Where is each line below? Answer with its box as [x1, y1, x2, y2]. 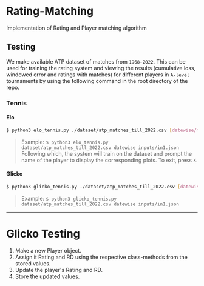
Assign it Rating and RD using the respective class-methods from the [15, 253, 188, 261]
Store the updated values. [15, 273, 80, 280]
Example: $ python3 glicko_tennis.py [21, 195, 117, 202]
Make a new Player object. [15, 247, 82, 254]
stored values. [15, 259, 51, 267]
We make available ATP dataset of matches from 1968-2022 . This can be [6, 58, 186, 65]
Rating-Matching [6, 4, 94, 18]
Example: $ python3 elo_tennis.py [21, 138, 109, 145]
